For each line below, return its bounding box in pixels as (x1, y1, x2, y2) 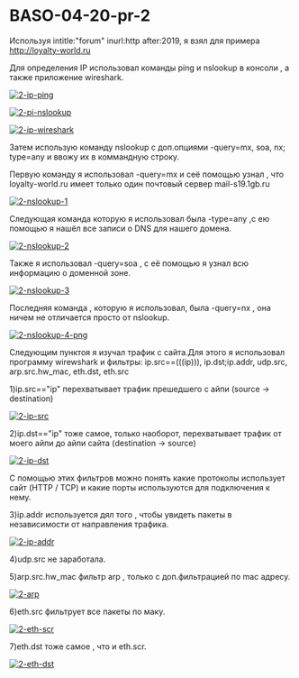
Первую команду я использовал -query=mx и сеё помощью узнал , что (9, 169, 285, 179)
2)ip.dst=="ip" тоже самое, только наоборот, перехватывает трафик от (9, 427, 282, 438)
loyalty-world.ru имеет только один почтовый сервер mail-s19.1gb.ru (9, 178, 270, 189)
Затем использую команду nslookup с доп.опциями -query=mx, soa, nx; (9, 142, 286, 152)
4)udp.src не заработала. (9, 554, 106, 564)
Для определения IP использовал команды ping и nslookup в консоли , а (9, 62, 290, 73)
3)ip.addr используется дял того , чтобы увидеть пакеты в (9, 508, 232, 519)
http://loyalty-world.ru (9, 44, 92, 55)
